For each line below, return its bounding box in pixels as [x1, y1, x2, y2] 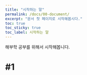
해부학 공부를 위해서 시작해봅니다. [5, 44, 70, 50]
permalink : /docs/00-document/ [5, 12, 70, 17]
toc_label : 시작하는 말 [5, 30, 49, 35]
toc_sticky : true [5, 25, 41, 30]
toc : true [5, 21, 26, 26]
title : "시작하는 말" [5, 7, 44, 12]
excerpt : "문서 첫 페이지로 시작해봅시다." [5, 16, 83, 21]
